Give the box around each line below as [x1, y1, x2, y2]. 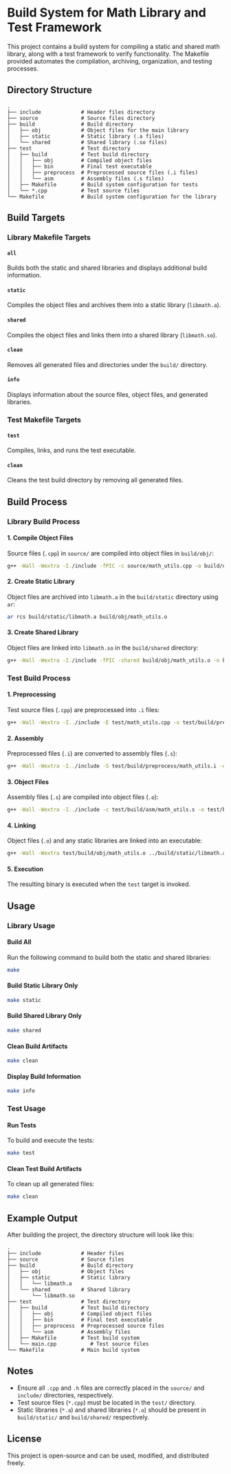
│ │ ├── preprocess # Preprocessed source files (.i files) [7, 169, 198, 176]
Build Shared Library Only [7, 1012, 82, 1020]
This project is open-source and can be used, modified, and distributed [7, 1451, 210, 1460]
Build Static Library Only [7, 981, 78, 990]
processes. [7, 64, 39, 72]
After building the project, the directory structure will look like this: [7, 1230, 195, 1239]
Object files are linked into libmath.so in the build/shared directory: [7, 644, 199, 652]
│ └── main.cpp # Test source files [7, 1340, 149, 1347]
